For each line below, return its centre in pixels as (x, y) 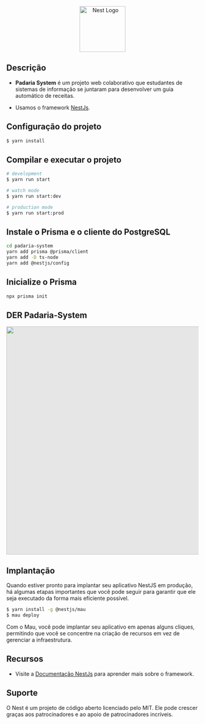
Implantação (31, 570)
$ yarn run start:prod (35, 213)
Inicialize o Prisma (42, 282)
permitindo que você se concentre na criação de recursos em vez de (93, 633)
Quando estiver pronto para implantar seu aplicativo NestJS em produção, (100, 585)
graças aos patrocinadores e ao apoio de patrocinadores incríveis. (90, 714)
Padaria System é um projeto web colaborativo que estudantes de (99, 82)
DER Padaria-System (47, 315)
